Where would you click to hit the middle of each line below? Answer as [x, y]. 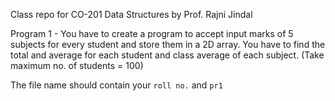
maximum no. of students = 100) [77, 65]
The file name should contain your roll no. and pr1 [116, 85]
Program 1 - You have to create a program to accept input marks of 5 [152, 33]
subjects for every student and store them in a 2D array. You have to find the [168, 44]
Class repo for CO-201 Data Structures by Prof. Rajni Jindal [131, 14]
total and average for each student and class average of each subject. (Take [167, 55]
